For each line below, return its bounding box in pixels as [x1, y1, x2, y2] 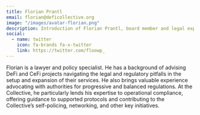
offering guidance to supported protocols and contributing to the [6, 95, 165, 102]
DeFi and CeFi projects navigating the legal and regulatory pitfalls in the [6, 70, 182, 77]
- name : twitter [11, 36, 52, 42]
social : [6, 31, 26, 37]
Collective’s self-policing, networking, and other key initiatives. [6, 102, 160, 109]
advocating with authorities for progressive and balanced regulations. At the [6, 83, 193, 90]
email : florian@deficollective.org [6, 14, 95, 20]
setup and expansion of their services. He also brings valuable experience [6, 76, 189, 83]
